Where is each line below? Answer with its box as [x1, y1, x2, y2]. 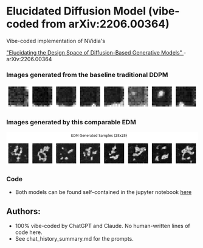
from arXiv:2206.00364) [41, 17, 170, 31]
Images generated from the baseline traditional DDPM [6, 70, 168, 79]
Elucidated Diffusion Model [6, 4, 146, 18]
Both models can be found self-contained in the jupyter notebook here [15, 189, 192, 196]
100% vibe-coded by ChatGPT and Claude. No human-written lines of [15, 223, 190, 230]
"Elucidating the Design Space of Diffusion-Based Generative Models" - [6, 49, 187, 56]
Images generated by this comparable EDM [6, 118, 137, 126]
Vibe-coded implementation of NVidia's [6, 37, 105, 44]
